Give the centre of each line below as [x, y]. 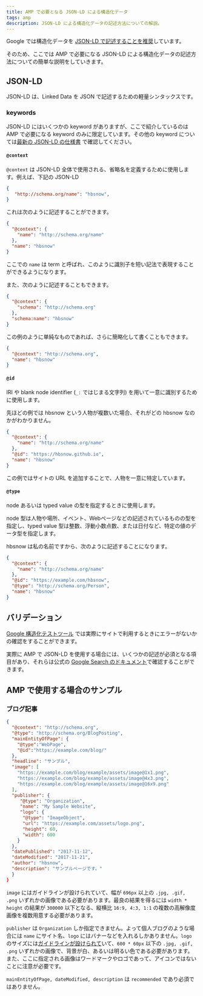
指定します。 [43, 533]
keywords [21, 113]
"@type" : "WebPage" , [42, 745]
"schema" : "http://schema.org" [57, 307]
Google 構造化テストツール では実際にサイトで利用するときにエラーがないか [102, 633]
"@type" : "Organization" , [52, 801]
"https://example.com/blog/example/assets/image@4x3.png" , [93, 779]
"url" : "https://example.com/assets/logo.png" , [84, 824]
